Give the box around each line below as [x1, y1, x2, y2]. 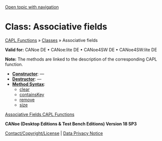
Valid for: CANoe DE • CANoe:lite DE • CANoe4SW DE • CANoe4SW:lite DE [5, 46, 157, 53]
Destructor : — [12, 76, 42, 82]
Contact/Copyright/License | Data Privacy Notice [5, 130, 103, 136]
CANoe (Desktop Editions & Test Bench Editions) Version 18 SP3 [5, 121, 137, 126]
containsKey [19, 91, 45, 97]
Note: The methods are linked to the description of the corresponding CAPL [5, 56, 157, 62]
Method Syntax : [12, 81, 45, 87]
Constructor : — [12, 71, 45, 77]
